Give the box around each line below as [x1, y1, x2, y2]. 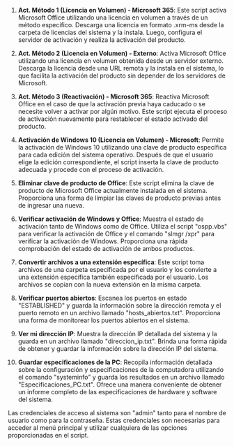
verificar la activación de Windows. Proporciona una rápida [17, 237, 188, 245]
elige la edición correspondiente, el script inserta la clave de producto [17, 158, 219, 166]
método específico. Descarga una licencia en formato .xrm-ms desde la [17, 21, 224, 29]
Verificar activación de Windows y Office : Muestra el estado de [17, 215, 204, 223]
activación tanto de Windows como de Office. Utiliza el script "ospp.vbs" [17, 222, 228, 230]
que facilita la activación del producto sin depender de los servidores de [17, 71, 226, 80]
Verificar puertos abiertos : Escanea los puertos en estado [17, 294, 187, 302]
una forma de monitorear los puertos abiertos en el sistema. [17, 316, 190, 324]
